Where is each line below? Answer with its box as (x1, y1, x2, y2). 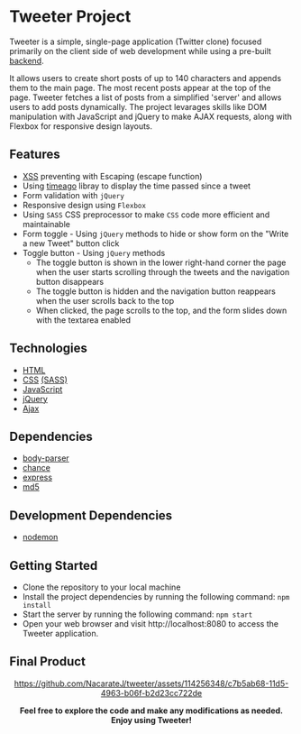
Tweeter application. (22, 628, 99, 638)
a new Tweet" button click (22, 237, 120, 249)
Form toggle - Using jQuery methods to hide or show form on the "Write (22, 228, 289, 239)
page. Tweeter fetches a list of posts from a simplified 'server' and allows (9, 92, 282, 103)
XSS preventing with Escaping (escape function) (22, 170, 203, 181)
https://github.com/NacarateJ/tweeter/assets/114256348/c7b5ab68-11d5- (14, 678, 289, 689)
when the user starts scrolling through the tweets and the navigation (35, 266, 290, 277)
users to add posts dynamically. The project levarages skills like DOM (9, 101, 268, 112)
